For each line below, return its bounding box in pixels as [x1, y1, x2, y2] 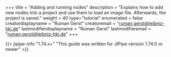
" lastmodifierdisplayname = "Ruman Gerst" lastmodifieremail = [17, 26, 152, 32]
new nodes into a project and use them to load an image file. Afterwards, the [5, 10, 166, 16]
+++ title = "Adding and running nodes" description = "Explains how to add [5, 5, 163, 10]
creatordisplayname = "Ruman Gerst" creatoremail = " [5, 20, 119, 26]
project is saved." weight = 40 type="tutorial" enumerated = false [5, 15, 143, 21]
